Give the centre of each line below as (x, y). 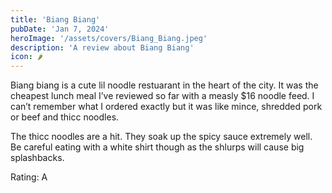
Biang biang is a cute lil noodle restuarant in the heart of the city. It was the (164, 85)
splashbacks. (37, 158)
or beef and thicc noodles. (65, 117)
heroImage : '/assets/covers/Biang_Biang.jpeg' (109, 38)
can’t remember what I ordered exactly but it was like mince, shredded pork (166, 107)
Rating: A (29, 177)
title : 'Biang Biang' (55, 19)
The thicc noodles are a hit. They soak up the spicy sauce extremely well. (161, 137)
